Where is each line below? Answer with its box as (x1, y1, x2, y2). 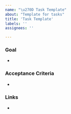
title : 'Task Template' (5, 16, 54, 21)
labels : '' (5, 21, 27, 26)
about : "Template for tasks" (5, 12, 65, 17)
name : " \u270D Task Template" (5, 7, 67, 12)
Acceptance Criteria (5, 70, 54, 77)
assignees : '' (5, 26, 34, 31)
